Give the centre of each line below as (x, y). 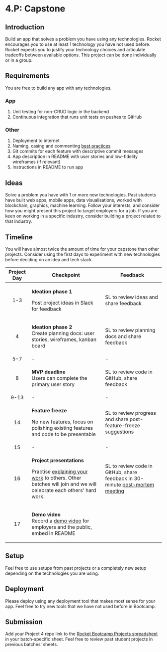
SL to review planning (130, 330)
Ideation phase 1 (52, 292)
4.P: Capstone (35, 9)
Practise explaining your (60, 472)
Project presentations (58, 461)
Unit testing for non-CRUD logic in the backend (61, 112)
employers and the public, (62, 527)
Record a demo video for (60, 521)
